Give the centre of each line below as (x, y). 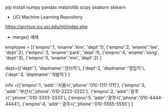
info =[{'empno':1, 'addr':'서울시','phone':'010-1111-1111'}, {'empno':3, (75, 85)
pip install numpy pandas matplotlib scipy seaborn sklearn (65, 7)
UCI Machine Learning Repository (48, 17)
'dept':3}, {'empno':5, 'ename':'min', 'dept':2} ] (53, 58)
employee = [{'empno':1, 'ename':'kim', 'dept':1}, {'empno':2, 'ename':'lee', (82, 47)
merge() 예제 (25, 37)
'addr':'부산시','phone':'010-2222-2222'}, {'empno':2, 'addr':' (68, 91)
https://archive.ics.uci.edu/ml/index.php (47, 27)
